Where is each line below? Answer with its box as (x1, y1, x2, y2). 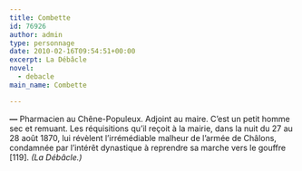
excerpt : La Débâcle (9, 55, 88, 64)
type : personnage (9, 38, 75, 48)
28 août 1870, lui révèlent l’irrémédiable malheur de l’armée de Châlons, (9, 132, 277, 143)
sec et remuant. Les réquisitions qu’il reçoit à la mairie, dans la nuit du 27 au (9, 123, 293, 134)
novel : (9, 64, 34, 73)
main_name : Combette (9, 81, 88, 90)
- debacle (17, 72, 54, 81)
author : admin (9, 30, 63, 39)
